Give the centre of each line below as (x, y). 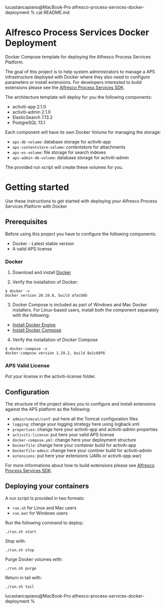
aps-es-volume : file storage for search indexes (59, 152)
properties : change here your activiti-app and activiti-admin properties (85, 429)
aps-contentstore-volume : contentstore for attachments (69, 147)
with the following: (31, 315)
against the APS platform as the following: (48, 409)
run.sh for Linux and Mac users (44, 508)
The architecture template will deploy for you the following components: (79, 97)
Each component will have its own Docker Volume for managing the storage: (83, 132)
